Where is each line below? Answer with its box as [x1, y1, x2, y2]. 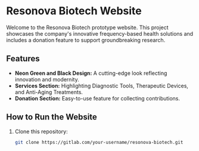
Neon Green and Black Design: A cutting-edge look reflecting [14, 70, 167, 77]
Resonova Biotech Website [6, 4, 142, 18]
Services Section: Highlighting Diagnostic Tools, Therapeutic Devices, [14, 82, 189, 89]
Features [6, 54, 40, 64]
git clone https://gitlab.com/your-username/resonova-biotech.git [14, 139, 184, 145]
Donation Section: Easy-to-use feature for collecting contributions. [14, 95, 181, 102]
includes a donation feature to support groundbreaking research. [6, 36, 166, 43]
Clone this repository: [14, 128, 68, 135]
